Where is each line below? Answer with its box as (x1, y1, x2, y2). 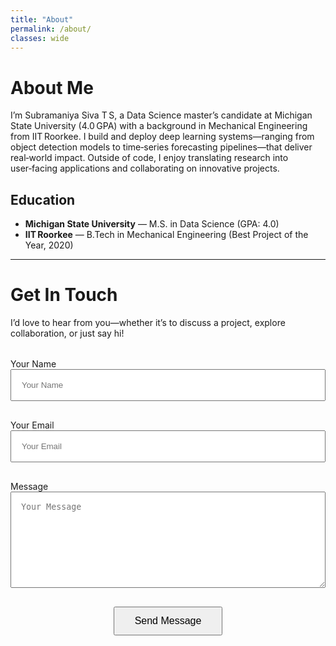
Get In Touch (10, 284, 118, 306)
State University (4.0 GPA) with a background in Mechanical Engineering (10, 120, 308, 132)
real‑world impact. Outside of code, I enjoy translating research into (10, 152, 289, 164)
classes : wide (10, 33, 70, 43)
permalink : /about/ (10, 24, 92, 34)
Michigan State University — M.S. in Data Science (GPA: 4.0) (24, 218, 280, 230)
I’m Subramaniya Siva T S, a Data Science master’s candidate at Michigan (10, 109, 313, 121)
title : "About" (10, 14, 74, 25)
